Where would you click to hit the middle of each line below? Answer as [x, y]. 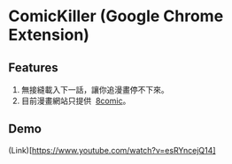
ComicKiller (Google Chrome [116, 16]
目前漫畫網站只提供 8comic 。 [76, 101]
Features [33, 67]
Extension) [49, 35]
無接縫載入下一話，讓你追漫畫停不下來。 [95, 89]
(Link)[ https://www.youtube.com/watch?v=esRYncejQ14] [112, 150]
